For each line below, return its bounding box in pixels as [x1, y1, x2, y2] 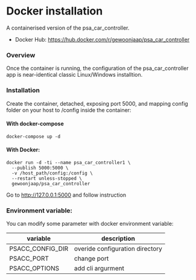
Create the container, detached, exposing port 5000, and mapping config [6, 100, 188, 107]
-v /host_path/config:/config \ [11, 170, 93, 176]
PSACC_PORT [9, 255, 49, 263]
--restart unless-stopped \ [11, 175, 83, 182]
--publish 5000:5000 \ [11, 165, 69, 171]
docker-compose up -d [6, 133, 61, 139]
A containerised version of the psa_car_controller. [6, 24, 130, 31]
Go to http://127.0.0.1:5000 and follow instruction [6, 191, 127, 199]
